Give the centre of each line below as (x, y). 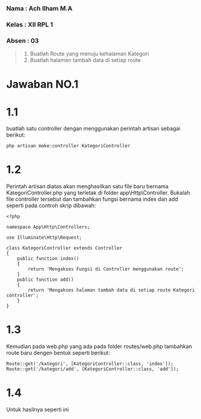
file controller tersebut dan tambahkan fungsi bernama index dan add (92, 199)
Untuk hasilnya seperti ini (38, 409)
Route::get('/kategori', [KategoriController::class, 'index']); (90, 364)
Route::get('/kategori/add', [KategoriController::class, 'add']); (93, 369)
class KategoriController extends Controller (64, 248)
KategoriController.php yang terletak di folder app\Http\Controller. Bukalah (98, 193)
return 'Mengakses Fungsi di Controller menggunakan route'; (106, 269)
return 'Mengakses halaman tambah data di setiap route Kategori (112, 290)
